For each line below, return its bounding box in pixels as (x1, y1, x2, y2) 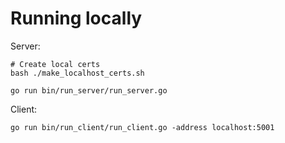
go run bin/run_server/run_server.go (10, 85, 168, 96)
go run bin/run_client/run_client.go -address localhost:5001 (10, 122, 275, 132)
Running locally (10, 7, 143, 30)
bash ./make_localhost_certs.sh (10, 68, 145, 78)
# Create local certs (10, 59, 101, 69)
